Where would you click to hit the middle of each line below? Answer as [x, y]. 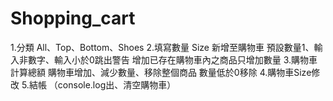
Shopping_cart [73, 18]
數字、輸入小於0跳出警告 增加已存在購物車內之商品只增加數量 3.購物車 [172, 59]
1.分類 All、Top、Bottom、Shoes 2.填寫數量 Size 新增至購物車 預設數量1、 [162, 47]
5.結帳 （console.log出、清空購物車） [99, 84]
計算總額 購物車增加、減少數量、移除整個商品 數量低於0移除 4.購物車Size [161, 72]
